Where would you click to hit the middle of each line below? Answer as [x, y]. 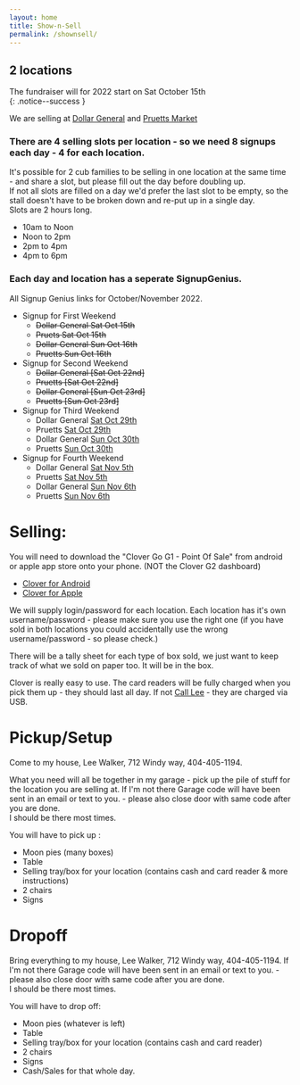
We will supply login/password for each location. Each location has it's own [148, 610]
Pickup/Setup [61, 737]
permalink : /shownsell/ [54, 34]
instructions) [46, 881]
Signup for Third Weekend [71, 410]
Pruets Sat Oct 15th [71, 335]
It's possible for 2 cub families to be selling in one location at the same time [148, 172]
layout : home [33, 17]
